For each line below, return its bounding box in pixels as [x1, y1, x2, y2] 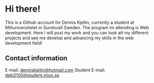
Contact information [5, 54, 68, 63]
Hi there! [5, 3, 41, 15]
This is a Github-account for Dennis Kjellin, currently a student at [5, 19, 135, 25]
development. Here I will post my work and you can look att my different [5, 30, 149, 35]
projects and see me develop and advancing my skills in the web [5, 35, 134, 41]
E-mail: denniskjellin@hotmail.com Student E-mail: [5, 67, 106, 73]
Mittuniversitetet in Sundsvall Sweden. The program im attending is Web [5, 24, 149, 30]
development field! [5, 40, 43, 46]
